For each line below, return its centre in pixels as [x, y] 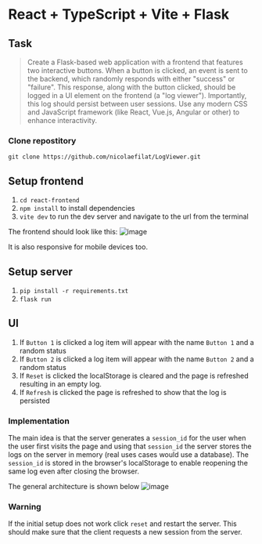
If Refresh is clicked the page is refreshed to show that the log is [123, 392]
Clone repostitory [42, 140]
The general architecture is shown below [74, 487]
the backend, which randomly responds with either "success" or [131, 79]
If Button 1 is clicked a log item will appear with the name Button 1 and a [136, 342]
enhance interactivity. [62, 120]
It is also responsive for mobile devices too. [78, 247]
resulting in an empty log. [60, 384]
